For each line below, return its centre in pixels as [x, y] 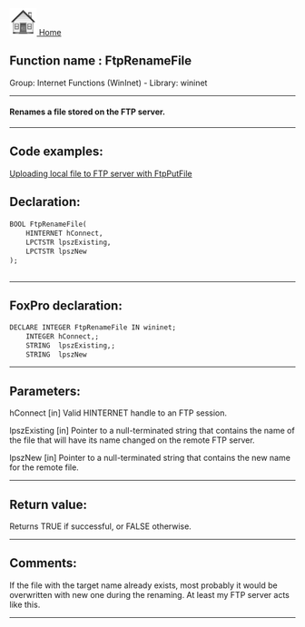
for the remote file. [44, 467]
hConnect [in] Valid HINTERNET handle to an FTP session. [118, 413]
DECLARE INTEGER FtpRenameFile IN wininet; [93, 328]
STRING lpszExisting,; [71, 346]
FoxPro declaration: [66, 306]
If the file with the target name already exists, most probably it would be [144, 585]
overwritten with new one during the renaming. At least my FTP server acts [150, 594]
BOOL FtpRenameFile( [49, 224]
